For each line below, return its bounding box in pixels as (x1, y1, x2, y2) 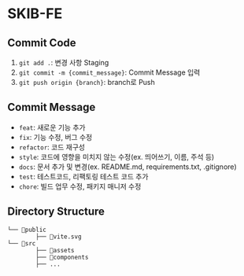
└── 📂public (7, 226, 46, 234)
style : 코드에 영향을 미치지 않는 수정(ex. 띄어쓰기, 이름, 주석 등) (18, 152, 215, 161)
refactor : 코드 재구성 (18, 142, 86, 152)
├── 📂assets (35, 246, 76, 254)
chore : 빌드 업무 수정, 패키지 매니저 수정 (18, 182, 142, 191)
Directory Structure (7, 205, 105, 219)
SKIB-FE (7, 5, 63, 23)
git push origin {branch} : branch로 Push (18, 78, 155, 86)
